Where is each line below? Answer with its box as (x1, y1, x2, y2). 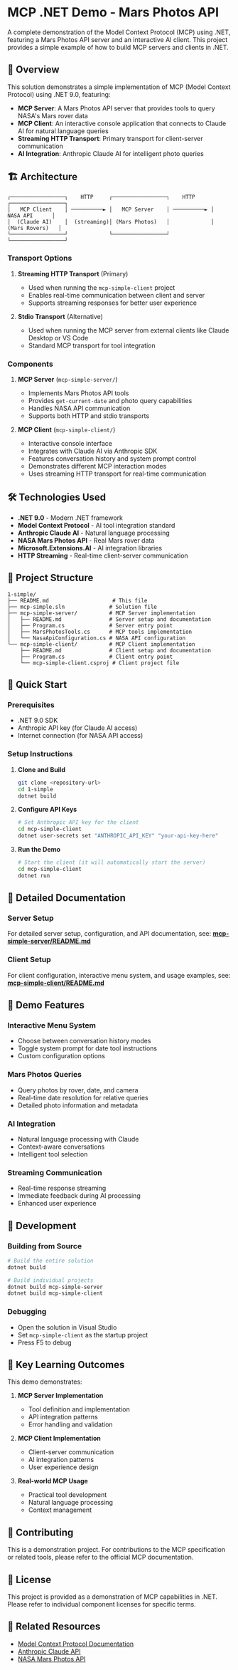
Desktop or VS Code (28, 333, 89, 342)
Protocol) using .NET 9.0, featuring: (7, 90, 111, 98)
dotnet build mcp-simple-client (7, 1290, 103, 1297)
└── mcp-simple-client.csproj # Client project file (20, 659, 180, 667)
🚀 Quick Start (7, 679, 67, 691)
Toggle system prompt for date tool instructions (17, 1044, 158, 1053)
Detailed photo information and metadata (17, 1101, 139, 1110)
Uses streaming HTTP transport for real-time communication (28, 469, 207, 478)
